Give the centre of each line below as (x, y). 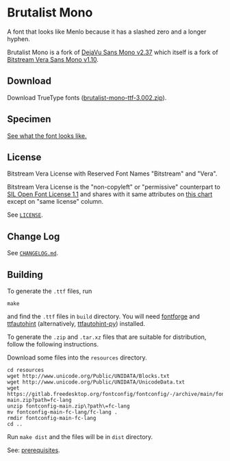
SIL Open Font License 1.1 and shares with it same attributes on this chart (110, 194)
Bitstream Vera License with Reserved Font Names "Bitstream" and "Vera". (112, 174)
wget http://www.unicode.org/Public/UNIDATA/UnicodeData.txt (96, 382)
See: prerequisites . (34, 450)
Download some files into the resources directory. (77, 357)
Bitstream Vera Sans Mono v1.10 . (53, 59)
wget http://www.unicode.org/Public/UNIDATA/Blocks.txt (88, 376)
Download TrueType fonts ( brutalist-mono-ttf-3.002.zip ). (87, 97)
